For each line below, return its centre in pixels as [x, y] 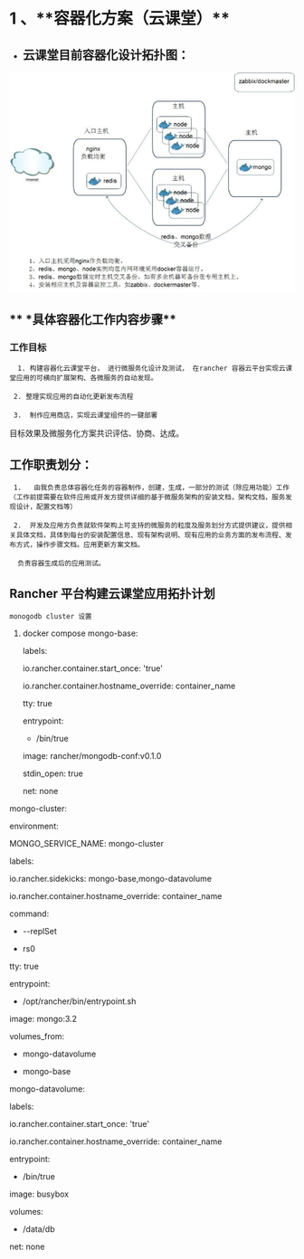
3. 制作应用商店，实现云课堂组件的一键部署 [85, 416]
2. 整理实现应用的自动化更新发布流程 [73, 397]
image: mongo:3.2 [43, 1019]
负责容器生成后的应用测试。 [62, 563]
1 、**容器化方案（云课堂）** [120, 19]
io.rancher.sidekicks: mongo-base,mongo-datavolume [111, 879]
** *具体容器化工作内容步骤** [93, 320]
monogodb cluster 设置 [51, 617]
